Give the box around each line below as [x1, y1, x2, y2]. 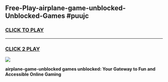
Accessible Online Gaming [5, 71, 61, 77]
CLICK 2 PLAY [5, 45, 40, 52]
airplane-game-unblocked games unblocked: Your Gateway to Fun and [5, 66, 156, 72]
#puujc [66, 12, 89, 20]
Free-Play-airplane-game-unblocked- [5, 4, 126, 12]
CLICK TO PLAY [5, 27, 44, 34]
